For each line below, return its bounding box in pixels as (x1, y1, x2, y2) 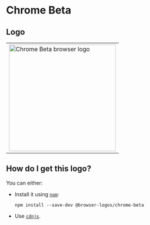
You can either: (6, 179, 43, 186)
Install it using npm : (14, 190, 59, 197)
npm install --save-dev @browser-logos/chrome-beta (14, 202, 144, 208)
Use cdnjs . (14, 212, 41, 219)
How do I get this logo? (6, 164, 92, 174)
